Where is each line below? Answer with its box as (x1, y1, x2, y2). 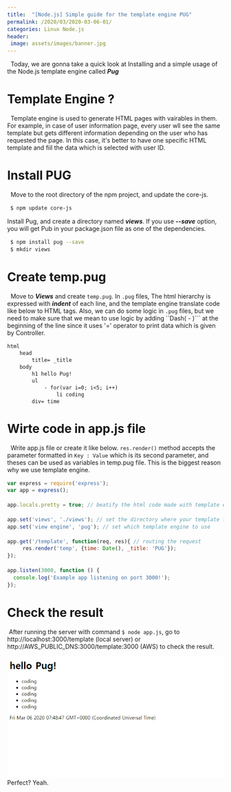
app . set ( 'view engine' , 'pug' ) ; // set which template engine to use (7, 523, 211, 530)
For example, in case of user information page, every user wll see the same (7, 121, 221, 130)
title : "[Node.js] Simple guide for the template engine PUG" (7, 11, 192, 18)
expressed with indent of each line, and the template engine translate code (7, 299, 220, 307)
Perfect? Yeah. (7, 778, 49, 786)
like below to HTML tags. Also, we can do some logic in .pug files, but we (7, 307, 214, 315)
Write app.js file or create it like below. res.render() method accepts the (10, 443, 215, 451)
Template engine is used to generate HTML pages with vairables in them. (10, 114, 218, 123)
